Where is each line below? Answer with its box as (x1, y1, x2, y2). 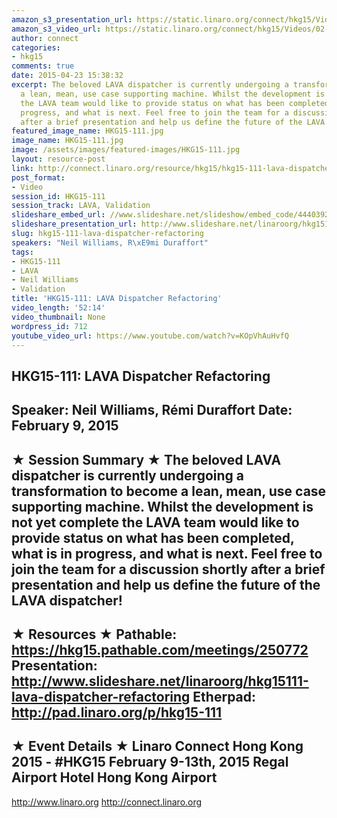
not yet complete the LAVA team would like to (11, 514, 300, 531)
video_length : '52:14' (11, 303, 106, 313)
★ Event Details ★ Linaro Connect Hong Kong (11, 738, 304, 755)
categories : (11, 42, 61, 53)
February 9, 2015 (11, 417, 119, 435)
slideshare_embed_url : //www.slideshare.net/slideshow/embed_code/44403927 (11, 210, 334, 220)
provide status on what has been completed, (11, 529, 295, 546)
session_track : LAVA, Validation (11, 201, 151, 211)
